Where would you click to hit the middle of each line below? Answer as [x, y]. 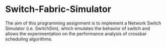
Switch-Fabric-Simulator [58, 9]
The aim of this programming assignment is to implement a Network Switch [83, 23]
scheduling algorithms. [29, 39]
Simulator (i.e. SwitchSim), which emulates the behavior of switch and [77, 28]
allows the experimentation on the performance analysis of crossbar [76, 33]
